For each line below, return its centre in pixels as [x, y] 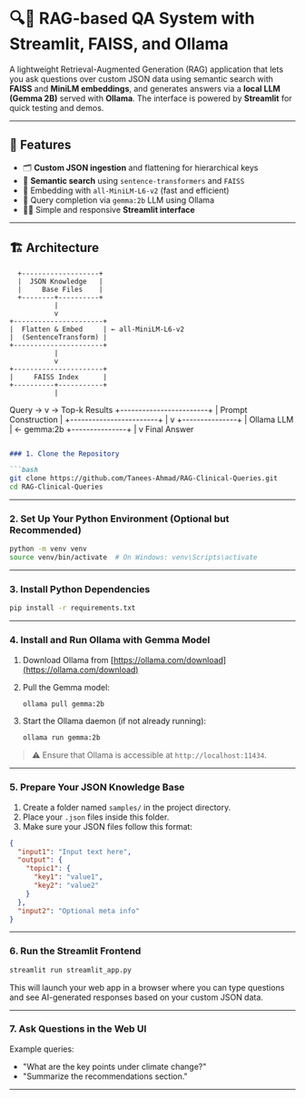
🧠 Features [40, 145]
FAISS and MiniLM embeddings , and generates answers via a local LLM [145, 88]
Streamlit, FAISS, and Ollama [119, 44]
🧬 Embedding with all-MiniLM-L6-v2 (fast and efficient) [126, 190]
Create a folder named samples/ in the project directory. [127, 807]
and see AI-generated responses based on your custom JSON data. [136, 997]
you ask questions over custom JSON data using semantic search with [142, 78]
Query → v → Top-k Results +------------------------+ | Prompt [128, 409]
